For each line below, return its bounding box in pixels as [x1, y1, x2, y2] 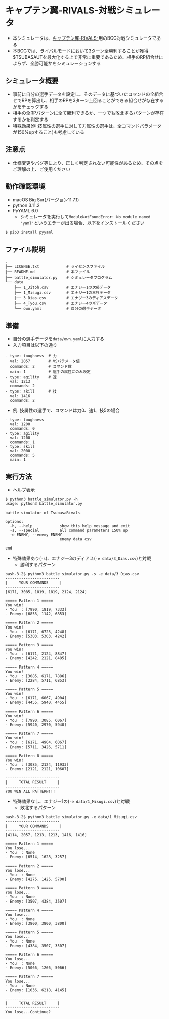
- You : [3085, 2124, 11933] [5, 762, 69, 767]
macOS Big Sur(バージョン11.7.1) [12, 197, 79, 203]
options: [5, 519, 24, 524]
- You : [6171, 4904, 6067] [5, 740, 67, 745]
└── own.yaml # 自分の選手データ [14, 306, 101, 311]
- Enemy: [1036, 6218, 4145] [5, 987, 67, 993]
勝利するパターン [20, 561, 56, 567]
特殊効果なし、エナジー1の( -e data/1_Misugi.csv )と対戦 [12, 798, 130, 804]
